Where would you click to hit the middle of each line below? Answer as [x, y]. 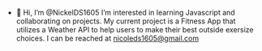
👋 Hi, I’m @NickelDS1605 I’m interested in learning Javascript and [125, 13]
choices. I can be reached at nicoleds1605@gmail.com [107, 38]
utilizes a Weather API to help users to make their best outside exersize [135, 30]
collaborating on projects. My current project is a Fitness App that [126, 21]
